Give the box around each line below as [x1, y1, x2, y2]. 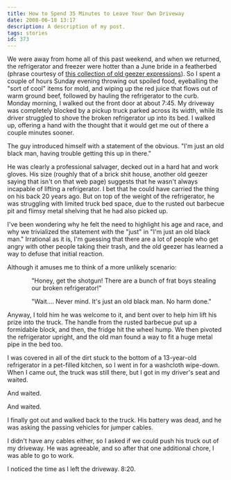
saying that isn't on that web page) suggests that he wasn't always [7, 177, 198, 186]
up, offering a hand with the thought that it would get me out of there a [7, 121, 209, 130]
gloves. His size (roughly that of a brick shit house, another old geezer [7, 170, 208, 179]
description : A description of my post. [7, 23, 126, 30]
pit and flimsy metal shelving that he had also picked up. [7, 207, 169, 215]
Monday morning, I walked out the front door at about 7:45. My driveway [7, 99, 215, 107]
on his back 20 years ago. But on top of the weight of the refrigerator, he [7, 192, 215, 201]
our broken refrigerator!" [31, 284, 102, 292]
